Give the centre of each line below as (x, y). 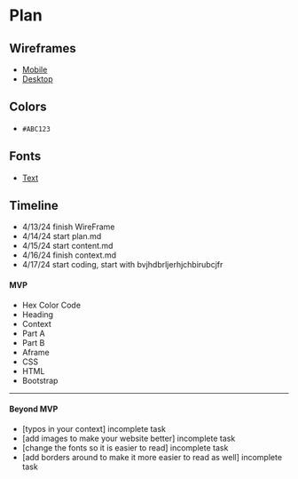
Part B (33, 342)
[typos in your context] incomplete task (94, 428)
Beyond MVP (34, 409)
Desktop (37, 79)
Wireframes (43, 48)
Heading (38, 314)
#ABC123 (36, 129)
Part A (34, 333)
